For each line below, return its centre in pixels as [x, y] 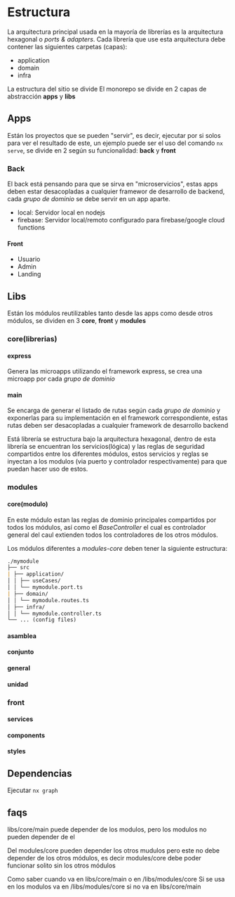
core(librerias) [32, 338]
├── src [19, 568]
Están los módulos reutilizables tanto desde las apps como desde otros [110, 313]
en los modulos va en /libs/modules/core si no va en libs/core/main [104, 886]
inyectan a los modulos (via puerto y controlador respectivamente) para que [117, 462]
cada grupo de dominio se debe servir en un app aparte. [89, 199]
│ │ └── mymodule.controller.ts [54, 613]
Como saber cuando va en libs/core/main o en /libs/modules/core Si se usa [116, 879]
